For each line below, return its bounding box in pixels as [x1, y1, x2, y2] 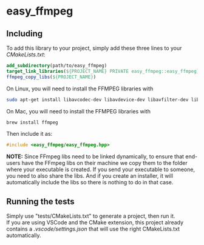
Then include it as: [6, 130, 53, 138]
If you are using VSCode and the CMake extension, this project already [6, 219, 184, 226]
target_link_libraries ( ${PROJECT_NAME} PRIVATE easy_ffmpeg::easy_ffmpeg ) [6, 68, 200, 74]
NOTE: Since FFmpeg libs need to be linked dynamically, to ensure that [6, 153, 184, 160]
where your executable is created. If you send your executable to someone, [6, 166, 195, 173]
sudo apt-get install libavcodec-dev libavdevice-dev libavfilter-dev [6, 96, 189, 102]
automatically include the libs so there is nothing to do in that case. [6, 179, 174, 186]
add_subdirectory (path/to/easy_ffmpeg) [6, 62, 107, 69]
